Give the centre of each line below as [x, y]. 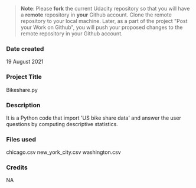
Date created [25, 48]
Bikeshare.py [22, 90]
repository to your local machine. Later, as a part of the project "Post [104, 21]
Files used [21, 139]
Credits [17, 167]
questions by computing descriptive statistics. [62, 124]
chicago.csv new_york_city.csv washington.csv [63, 152]
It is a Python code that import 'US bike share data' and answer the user [94, 118]
